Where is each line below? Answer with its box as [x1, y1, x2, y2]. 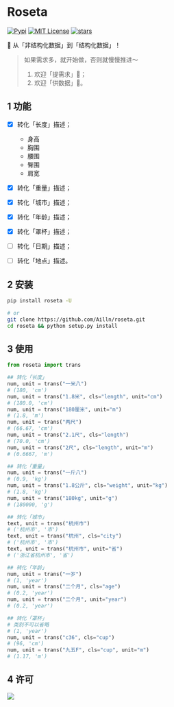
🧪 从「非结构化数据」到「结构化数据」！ [7, 40, 121, 49]
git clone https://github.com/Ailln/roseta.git [7, 316, 146, 323]
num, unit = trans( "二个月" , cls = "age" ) [7, 584, 121, 590]
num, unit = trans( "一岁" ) [7, 571, 82, 577]
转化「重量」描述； [16, 183, 72, 192]
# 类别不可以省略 [7, 621, 49, 628]
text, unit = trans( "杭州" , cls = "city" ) [7, 533, 122, 540]
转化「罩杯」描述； [16, 228, 72, 235]
